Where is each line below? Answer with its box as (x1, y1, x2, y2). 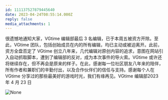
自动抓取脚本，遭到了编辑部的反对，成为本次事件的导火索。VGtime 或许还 (9, 54, 162, 60)
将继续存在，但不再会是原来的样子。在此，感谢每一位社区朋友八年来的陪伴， (5, 60, 163, 66)
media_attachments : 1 (5, 21, 51, 26)
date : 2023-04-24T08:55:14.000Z (5, 12, 73, 17)
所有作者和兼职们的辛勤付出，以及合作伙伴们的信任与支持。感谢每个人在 (5, 67, 154, 73)
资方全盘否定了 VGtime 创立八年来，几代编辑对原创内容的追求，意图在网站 (5, 48, 159, 54)
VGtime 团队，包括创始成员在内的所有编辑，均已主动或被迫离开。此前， (14, 42, 162, 48)
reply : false (5, 16, 33, 21)
